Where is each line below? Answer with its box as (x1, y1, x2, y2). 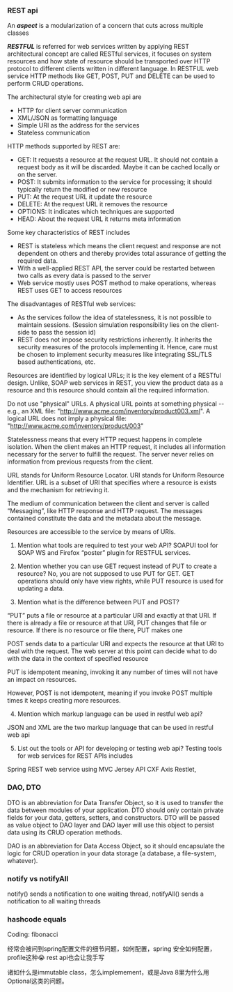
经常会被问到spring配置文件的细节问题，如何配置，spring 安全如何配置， (7, 945, 216, 953)
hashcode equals (7, 914, 67, 924)
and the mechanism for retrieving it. (7, 486, 110, 494)
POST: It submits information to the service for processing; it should (17, 178, 212, 186)
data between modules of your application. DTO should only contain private (7, 806, 224, 814)
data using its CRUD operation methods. (7, 828, 123, 837)
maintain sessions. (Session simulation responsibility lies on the (17, 321, 200, 329)
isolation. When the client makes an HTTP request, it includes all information (7, 443, 226, 451)
